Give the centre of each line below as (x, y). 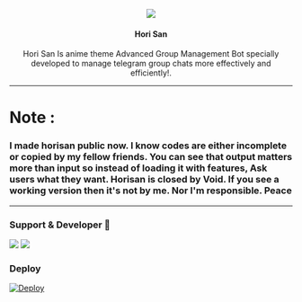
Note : (32, 118)
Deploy (25, 268)
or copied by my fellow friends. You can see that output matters (151, 157)
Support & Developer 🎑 (60, 225)
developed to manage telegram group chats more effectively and (151, 64)
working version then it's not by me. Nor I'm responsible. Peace (151, 191)
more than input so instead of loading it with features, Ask (138, 168)
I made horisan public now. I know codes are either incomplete (148, 146)
